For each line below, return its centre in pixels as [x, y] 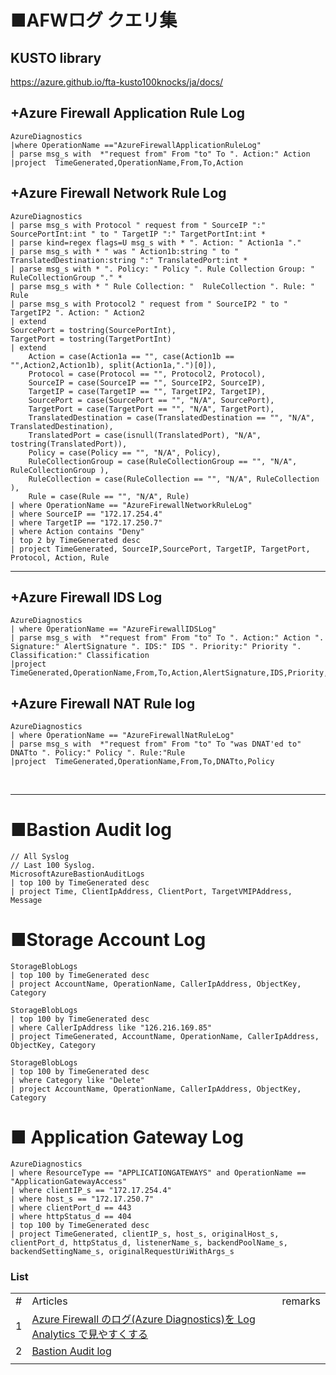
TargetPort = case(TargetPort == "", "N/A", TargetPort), [151, 409]
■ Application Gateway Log [127, 1137]
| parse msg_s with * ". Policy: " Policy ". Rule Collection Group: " [162, 269]
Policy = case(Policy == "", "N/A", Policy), [125, 452]
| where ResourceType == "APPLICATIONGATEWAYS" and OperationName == [158, 1173]
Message [26, 901]
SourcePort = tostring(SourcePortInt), [93, 330]
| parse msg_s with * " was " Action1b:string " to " [125, 251]
